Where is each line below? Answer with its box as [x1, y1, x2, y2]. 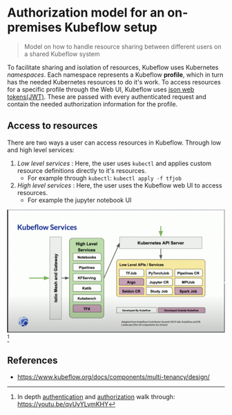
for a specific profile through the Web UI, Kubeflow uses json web [7, 85, 195, 93]
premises [7, 19, 62, 35]
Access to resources [7, 120, 98, 132]
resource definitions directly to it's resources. [17, 166, 147, 174]
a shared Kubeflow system [23, 50, 100, 58]
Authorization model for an [7, 5, 165, 21]
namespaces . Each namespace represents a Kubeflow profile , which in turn [7, 71, 224, 79]
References [7, 355, 58, 367]
